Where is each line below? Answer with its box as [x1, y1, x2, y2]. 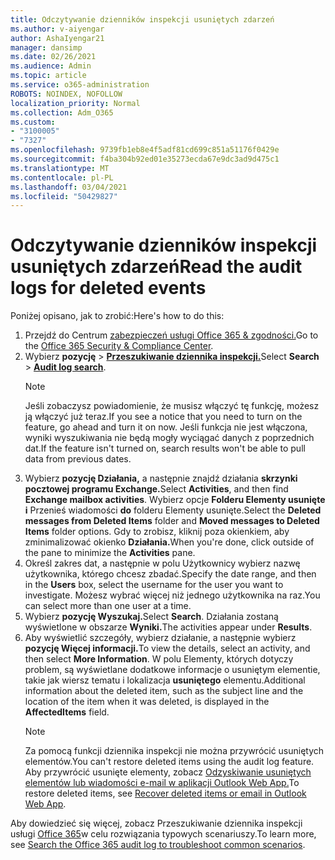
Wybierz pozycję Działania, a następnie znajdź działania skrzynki [24, 472, 298, 485]
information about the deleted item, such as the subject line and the [24, 685, 304, 697]
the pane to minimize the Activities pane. [24, 547, 196, 559]
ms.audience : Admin [10, 61, 92, 71]
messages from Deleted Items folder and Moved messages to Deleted [24, 515, 320, 527]
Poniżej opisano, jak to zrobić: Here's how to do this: [10, 310, 225, 322]
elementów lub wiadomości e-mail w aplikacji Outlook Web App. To [24, 777, 300, 789]
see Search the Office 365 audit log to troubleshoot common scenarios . [10, 839, 306, 851]
